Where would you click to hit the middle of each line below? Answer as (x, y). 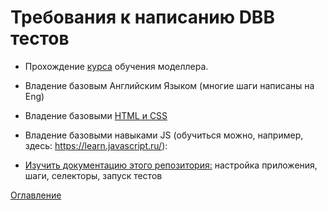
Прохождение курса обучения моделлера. (116, 66)
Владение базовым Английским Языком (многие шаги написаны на (169, 85)
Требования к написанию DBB (142, 17)
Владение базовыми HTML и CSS (96, 115)
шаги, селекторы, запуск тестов (93, 175)
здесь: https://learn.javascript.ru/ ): (96, 145)
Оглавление (36, 195)
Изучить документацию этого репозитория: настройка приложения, (171, 165)
